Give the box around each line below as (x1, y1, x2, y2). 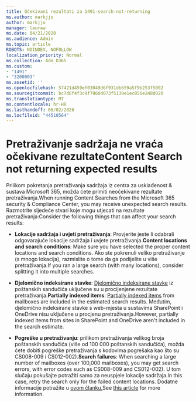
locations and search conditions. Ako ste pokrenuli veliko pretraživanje (14, 249, 185, 256)
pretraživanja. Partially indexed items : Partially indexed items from (14, 292, 174, 299)
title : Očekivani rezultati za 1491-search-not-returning (6, 8, 150, 15)
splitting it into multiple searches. (14, 268, 95, 275)
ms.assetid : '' (6, 80, 43, 86)
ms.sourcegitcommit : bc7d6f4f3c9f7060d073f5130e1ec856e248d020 (6, 90, 164, 96)
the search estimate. (14, 323, 64, 330)
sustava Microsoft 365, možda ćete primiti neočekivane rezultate (6, 188, 163, 195)
